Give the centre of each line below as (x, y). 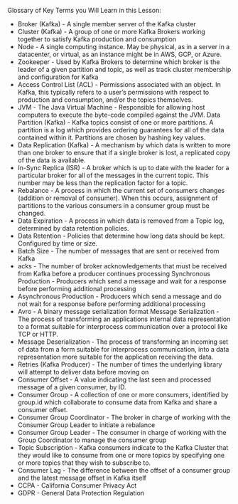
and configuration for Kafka (58, 77)
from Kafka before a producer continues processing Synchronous (114, 274)
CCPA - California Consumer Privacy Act (77, 485)
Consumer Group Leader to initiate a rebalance (86, 425)
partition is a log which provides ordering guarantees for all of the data (121, 130)
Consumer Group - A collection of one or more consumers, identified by (123, 395)
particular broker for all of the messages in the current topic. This (113, 175)
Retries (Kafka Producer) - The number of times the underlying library (120, 364)
